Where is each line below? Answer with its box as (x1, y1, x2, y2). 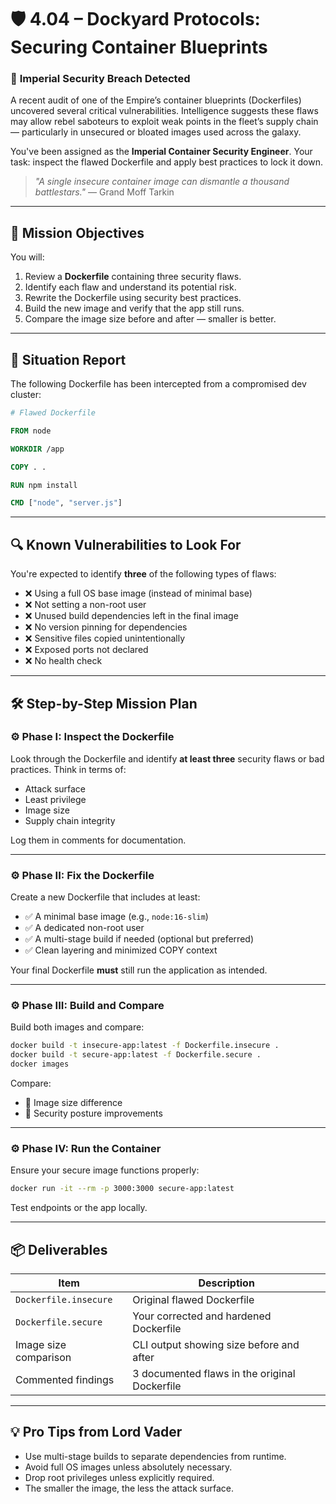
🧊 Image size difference (24, 1097, 123, 1109)
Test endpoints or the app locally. (10, 1202, 148, 1214)
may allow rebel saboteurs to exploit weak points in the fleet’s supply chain (10, 116, 319, 128)
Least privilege (24, 793, 87, 805)
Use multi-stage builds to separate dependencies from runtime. (24, 1450, 287, 1462)
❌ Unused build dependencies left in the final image (24, 610, 239, 622)
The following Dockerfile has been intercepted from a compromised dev (10, 378, 307, 390)
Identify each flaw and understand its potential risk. (24, 281, 237, 293)
